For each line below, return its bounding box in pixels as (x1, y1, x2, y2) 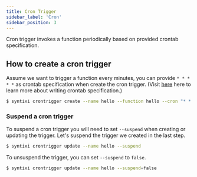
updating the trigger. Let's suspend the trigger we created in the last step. (6, 132, 186, 139)
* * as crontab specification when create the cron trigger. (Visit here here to (6, 81, 191, 88)
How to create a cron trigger (6, 59, 111, 69)
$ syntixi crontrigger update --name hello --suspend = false (6, 165, 157, 171)
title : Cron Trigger (6, 8, 57, 15)
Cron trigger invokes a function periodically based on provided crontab (6, 36, 179, 43)
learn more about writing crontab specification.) (6, 87, 123, 94)
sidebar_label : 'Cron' (6, 14, 62, 20)
